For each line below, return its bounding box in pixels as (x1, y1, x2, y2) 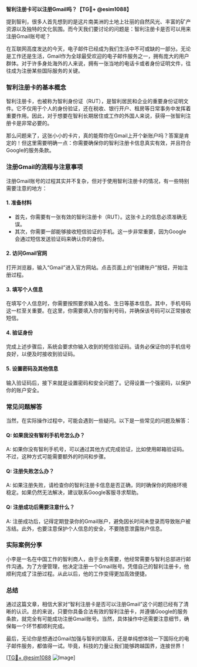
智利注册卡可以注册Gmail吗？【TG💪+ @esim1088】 (6, 6, 132, 12)
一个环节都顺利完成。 (16, 622, 68, 629)
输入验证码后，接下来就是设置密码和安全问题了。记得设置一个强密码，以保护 (6, 379, 191, 386)
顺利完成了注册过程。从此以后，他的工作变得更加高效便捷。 (6, 570, 150, 577)
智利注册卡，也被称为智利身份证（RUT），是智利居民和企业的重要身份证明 (6, 98, 184, 105)
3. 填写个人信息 (6, 285, 43, 292)
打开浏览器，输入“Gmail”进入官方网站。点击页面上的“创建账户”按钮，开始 (6, 264, 184, 271)
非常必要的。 (21, 120, 53, 127)
